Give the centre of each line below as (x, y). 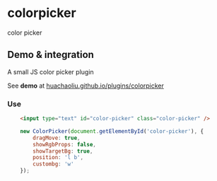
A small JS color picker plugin (51, 71)
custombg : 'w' (53, 164)
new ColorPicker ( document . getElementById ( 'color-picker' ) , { (112, 131)
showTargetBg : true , (63, 151)
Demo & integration (51, 55)
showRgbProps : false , (65, 144)
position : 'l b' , (58, 158)
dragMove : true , (57, 138)
